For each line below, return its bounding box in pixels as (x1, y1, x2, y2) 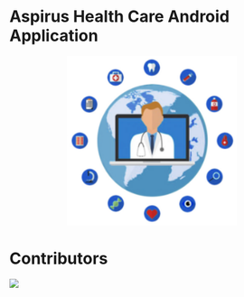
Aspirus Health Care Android (9, 6, 230, 27)
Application (9, 25, 99, 46)
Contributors (9, 248, 108, 269)
